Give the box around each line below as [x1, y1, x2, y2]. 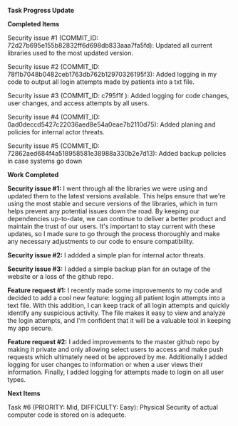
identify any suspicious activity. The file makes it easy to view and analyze [7, 309, 226, 317]
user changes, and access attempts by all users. [7, 99, 150, 107]
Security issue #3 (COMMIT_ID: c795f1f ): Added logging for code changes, [7, 92, 229, 100]
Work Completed [7, 171, 59, 179]
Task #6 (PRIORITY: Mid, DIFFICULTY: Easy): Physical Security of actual [7, 403, 219, 411]
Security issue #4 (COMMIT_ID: [7, 113, 100, 121]
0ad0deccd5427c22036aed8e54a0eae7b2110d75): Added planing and [7, 120, 216, 129]
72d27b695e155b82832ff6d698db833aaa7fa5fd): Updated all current [7, 41, 212, 49]
